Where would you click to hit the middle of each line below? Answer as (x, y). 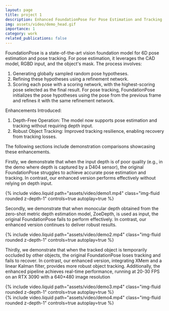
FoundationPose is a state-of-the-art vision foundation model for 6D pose (82, 53)
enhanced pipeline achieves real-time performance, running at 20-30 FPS (82, 271)
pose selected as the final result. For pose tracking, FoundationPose (84, 90)
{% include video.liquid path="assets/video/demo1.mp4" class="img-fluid (82, 193)
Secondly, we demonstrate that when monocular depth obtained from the (82, 208)
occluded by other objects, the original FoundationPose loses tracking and (83, 255)
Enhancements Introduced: (33, 110)
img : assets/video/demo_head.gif (41, 24)
